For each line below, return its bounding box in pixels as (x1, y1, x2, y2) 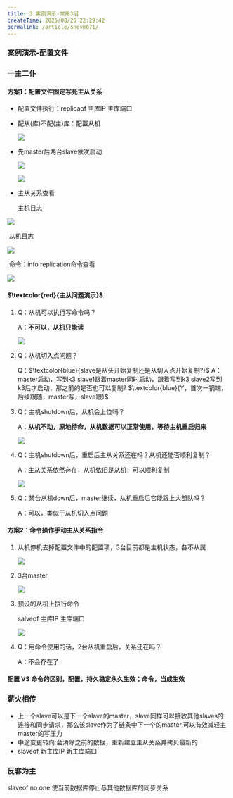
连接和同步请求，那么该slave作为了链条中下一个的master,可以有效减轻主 (17, 720, 227, 729)
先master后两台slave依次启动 (17, 147, 102, 156)
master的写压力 (17, 729, 63, 737)
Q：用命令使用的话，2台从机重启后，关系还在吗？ (17, 642, 162, 651)
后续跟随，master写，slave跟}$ (17, 392, 109, 401)
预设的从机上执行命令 (17, 599, 79, 608)
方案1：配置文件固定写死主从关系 (7, 87, 103, 96)
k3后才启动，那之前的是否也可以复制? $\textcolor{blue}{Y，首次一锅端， (17, 383, 228, 392)
